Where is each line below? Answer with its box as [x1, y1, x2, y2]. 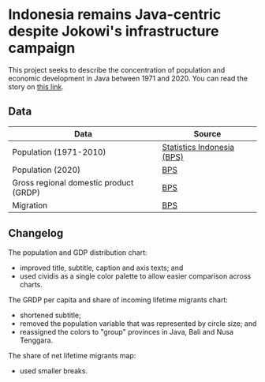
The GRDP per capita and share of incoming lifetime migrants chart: [8, 294, 229, 305]
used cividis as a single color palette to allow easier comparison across [19, 271, 252, 281]
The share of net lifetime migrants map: [8, 350, 136, 360]
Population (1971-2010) [12, 146, 106, 157]
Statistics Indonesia [161, 141, 235, 152]
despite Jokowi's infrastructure [8, 22, 219, 40]
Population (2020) [12, 164, 81, 175]
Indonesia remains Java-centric [8, 6, 222, 24]
